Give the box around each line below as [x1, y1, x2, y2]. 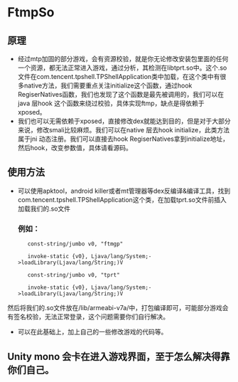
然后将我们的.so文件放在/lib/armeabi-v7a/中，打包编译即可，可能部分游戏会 [7, 304, 229, 312]
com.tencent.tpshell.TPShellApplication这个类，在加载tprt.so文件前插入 [17, 195, 227, 203]
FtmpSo [7, 4, 55, 21]
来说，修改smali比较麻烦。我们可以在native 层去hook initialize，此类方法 [17, 126, 229, 134]
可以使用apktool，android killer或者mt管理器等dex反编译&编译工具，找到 [17, 186, 231, 195]
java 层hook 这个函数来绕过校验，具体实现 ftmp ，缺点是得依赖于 [17, 99, 205, 107]
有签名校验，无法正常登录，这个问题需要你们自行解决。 [7, 312, 169, 321]
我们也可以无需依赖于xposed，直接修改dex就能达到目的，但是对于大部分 [17, 117, 231, 125]
